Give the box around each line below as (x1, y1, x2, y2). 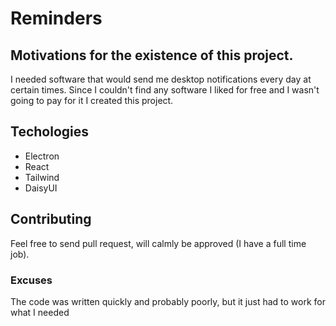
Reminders (10, 7, 103, 30)
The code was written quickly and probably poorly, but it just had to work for (10, 295, 326, 307)
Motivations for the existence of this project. (10, 47, 294, 64)
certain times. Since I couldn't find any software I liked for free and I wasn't (10, 84, 320, 96)
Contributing (10, 211, 92, 228)
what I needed (10, 306, 70, 318)
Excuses (10, 273, 53, 287)
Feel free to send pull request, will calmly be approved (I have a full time (10, 237, 307, 249)
